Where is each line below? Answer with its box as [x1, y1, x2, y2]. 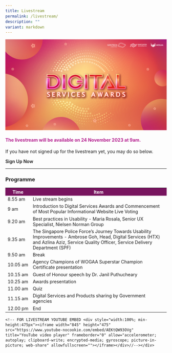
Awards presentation [32, 278, 77, 284]
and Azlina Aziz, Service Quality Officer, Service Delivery [32, 239, 153, 245]
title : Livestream [5, 8, 45, 13]
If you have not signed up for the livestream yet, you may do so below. [5, 148, 154, 155]
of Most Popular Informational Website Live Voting [32, 209, 138, 215]
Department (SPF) [32, 245, 71, 251]
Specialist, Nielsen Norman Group [32, 221, 104, 227]
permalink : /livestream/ [5, 13, 58, 19]
